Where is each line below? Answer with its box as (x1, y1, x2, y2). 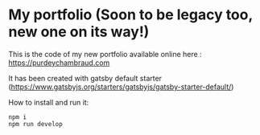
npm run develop (8, 120, 63, 128)
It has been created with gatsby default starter (8, 73, 163, 83)
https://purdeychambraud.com (8, 58, 110, 67)
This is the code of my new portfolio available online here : (8, 49, 203, 59)
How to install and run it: (8, 97, 89, 107)
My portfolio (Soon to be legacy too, (8, 6, 254, 24)
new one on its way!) (8, 22, 150, 41)
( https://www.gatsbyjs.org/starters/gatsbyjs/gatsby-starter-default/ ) (8, 82, 234, 92)
